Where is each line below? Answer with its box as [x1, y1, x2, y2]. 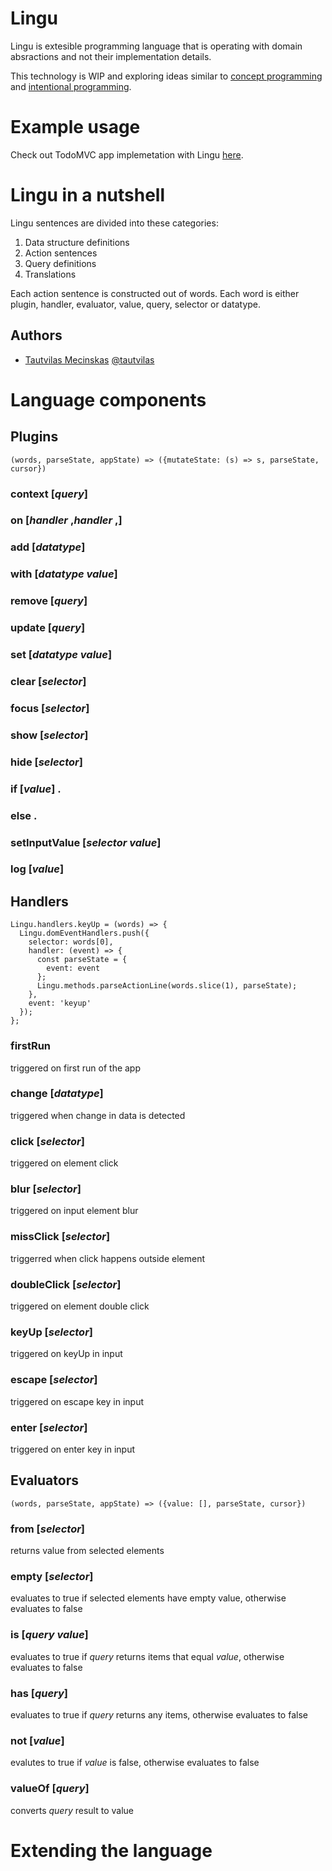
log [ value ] [10, 862, 65, 876]
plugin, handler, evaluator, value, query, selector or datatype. [10, 298, 262, 310]
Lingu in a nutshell [10, 184, 166, 207]
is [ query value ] [10, 1628, 89, 1642]
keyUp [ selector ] [10, 1325, 93, 1339]
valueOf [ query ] [10, 1782, 90, 1796]
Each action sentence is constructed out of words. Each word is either [10, 287, 300, 299]
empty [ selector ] [10, 1569, 94, 1583]
